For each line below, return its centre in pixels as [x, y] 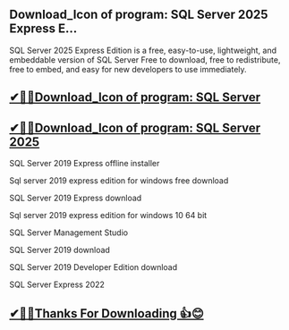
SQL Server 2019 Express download [76, 198]
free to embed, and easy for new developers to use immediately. [128, 69]
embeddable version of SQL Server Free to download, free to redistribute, [145, 59]
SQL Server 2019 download [59, 250]
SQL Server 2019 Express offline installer [85, 164]
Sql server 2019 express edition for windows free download [119, 181]
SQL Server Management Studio [68, 233]
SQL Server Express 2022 [57, 284]
